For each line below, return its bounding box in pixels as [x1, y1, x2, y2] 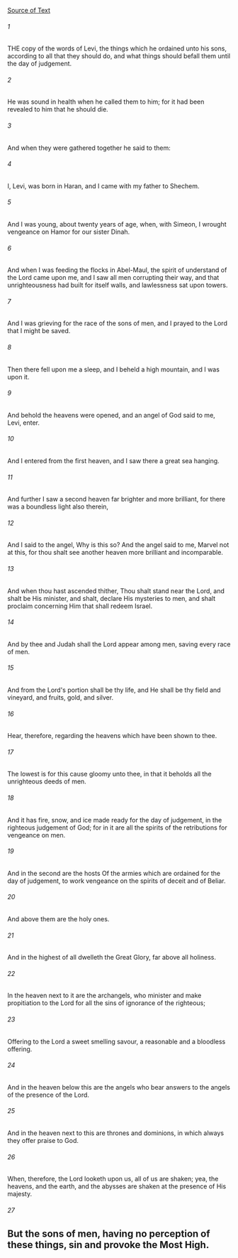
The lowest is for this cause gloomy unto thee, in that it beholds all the [7, 770, 212, 779]
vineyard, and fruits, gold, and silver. [7, 693, 114, 702]
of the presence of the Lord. [7, 1090, 90, 1099]
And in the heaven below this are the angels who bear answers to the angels [7, 1083, 230, 1091]
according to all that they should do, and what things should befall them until [7, 52, 231, 60]
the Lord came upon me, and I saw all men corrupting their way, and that [7, 273, 220, 282]
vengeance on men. [7, 830, 66, 839]
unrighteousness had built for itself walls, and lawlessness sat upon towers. [7, 281, 228, 290]
